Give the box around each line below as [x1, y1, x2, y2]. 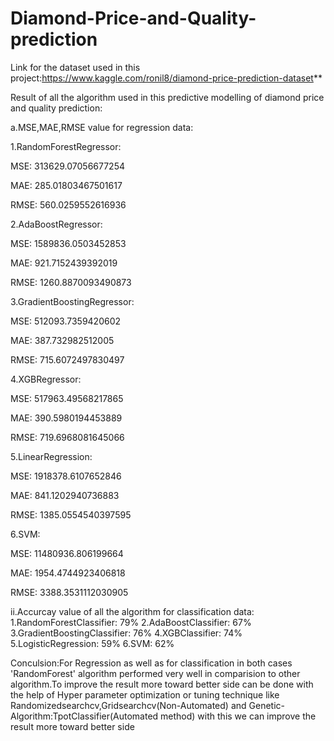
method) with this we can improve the [160, 710, 317, 722]
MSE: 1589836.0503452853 [10, 237, 127, 249]
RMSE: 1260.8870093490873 [10, 276, 132, 288]
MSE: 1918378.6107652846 [10, 470, 122, 482]
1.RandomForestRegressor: [10, 140, 122, 152]
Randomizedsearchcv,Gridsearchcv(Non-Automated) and [10, 699, 247, 711]
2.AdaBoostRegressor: [10, 218, 103, 230]
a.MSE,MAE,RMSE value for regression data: [10, 121, 194, 133]
